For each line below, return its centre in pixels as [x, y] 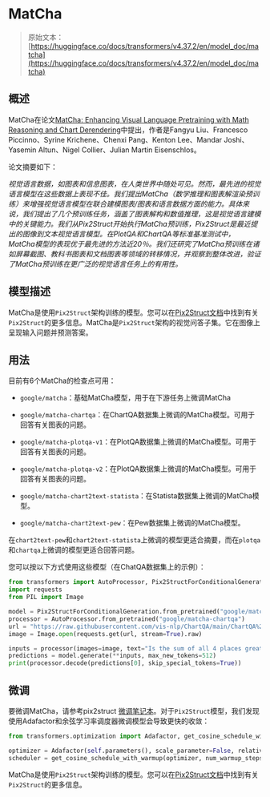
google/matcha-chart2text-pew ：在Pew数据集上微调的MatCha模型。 [132, 523]
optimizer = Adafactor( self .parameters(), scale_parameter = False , [121, 751]
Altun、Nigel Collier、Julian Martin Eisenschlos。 [120, 150]
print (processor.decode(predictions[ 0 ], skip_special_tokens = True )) [125, 663]
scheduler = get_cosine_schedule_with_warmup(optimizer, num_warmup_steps [136, 758]
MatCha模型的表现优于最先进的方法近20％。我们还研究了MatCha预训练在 [131, 244]
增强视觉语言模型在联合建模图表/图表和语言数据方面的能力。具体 [136, 203]
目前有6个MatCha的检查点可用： [62, 380]
